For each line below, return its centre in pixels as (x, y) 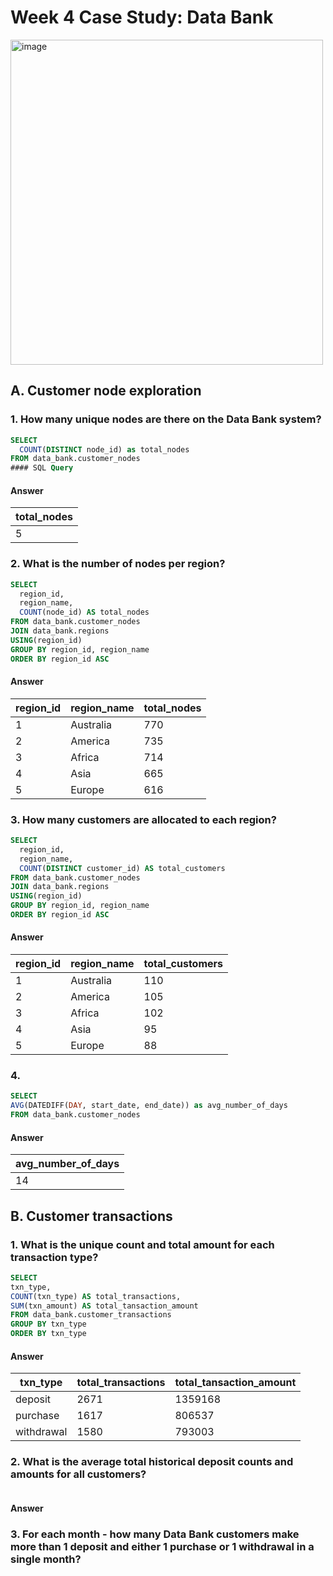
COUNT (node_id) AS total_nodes (84, 612)
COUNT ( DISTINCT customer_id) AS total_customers (122, 868)
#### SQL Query (42, 468)
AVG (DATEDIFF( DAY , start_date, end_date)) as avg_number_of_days (149, 1106)
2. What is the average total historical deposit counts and (152, 1462)
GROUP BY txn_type (48, 1324)
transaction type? (54, 1257)
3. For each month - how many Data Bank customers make (155, 1534)
